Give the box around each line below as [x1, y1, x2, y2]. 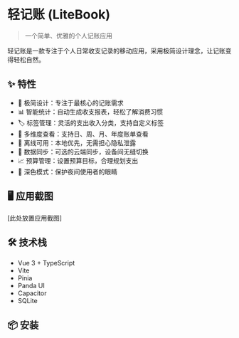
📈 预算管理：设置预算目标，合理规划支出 [17, 156, 139, 164]
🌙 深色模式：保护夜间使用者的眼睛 [17, 167, 117, 176]
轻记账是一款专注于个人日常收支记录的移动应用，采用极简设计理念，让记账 [7, 46, 225, 55]
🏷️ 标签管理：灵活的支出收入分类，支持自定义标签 [17, 118, 164, 127]
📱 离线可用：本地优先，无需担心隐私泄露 [17, 138, 137, 147]
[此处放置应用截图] [7, 213, 63, 222]
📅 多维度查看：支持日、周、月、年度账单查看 [17, 130, 149, 138]
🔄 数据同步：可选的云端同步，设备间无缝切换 [17, 147, 149, 156]
